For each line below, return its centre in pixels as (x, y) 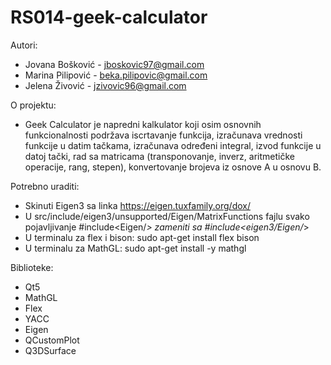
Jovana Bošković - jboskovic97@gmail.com (114, 64)
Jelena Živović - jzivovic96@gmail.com (105, 85)
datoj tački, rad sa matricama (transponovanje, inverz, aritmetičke (159, 156)
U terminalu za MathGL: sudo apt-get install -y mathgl (135, 248)
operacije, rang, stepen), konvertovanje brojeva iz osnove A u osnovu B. (173, 167)
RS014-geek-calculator (109, 17)
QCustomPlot (52, 340)
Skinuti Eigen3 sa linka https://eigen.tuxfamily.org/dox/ (137, 205)
